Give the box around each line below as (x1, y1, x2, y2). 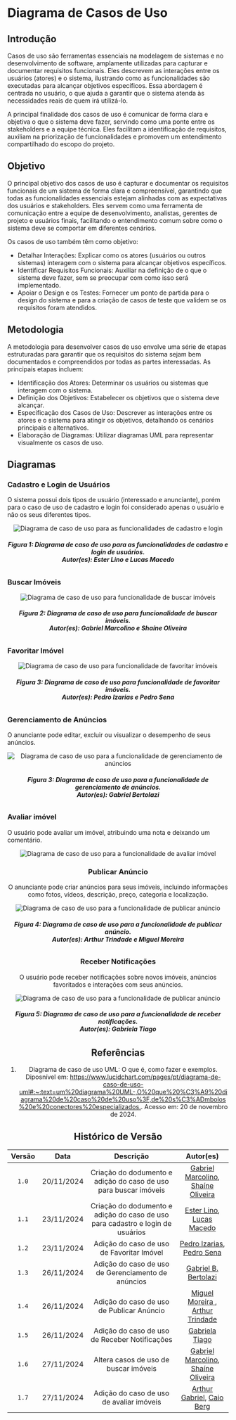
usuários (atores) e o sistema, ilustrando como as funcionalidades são (7, 74, 211, 82)
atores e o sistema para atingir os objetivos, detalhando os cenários (17, 416, 214, 424)
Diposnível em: (25, 1073, 69, 1081)
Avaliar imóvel (7, 812, 57, 822)
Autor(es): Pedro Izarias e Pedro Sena (61, 693, 175, 701)
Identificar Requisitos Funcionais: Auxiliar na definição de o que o (17, 266, 207, 274)
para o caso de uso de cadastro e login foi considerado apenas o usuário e (7, 503, 225, 511)
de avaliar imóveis (101, 1397, 162, 1407)
